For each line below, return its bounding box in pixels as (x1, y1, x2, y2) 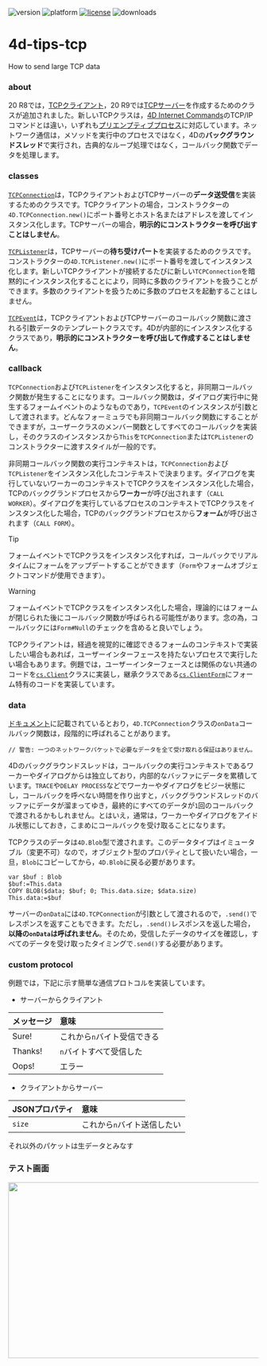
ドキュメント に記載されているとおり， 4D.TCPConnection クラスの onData (8, 719, 239, 728)
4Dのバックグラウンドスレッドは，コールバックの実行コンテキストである (8, 761, 248, 770)
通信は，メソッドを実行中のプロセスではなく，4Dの (35, 130, 206, 140)
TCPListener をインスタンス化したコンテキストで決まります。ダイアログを (8, 468, 249, 478)
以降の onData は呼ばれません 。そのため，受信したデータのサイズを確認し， (8, 929, 252, 938)
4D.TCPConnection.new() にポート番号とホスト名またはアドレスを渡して (8, 209, 240, 219)
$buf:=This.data (8, 880, 62, 888)
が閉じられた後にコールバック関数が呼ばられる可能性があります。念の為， (8, 612, 252, 622)
